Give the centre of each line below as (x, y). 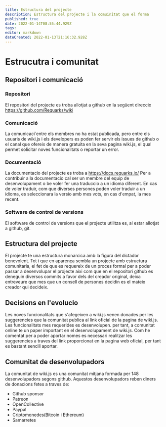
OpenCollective (28, 404)
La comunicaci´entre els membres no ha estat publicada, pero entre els (78, 134)
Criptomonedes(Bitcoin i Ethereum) (48, 415)
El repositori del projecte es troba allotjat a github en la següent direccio (78, 105)
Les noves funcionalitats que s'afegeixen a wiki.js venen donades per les (79, 315)
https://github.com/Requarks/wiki (39, 110)
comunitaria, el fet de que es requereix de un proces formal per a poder (78, 266)
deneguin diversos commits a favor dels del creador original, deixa (73, 277)
